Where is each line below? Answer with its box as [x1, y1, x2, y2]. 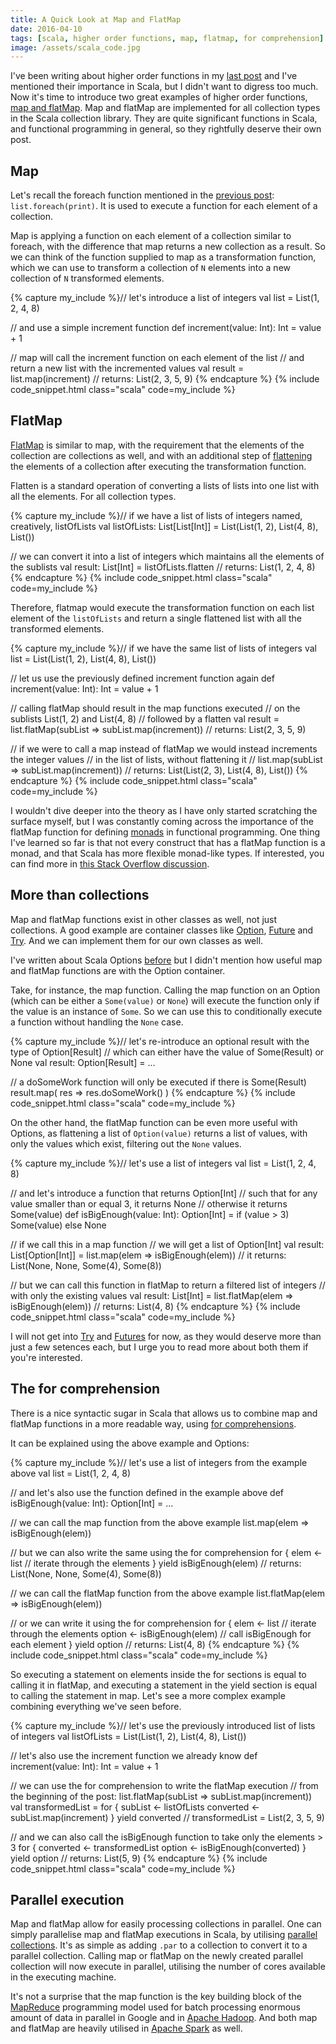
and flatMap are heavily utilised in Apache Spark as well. [10, 2022, 243, 2035]
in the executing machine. [10, 1971, 117, 1983]
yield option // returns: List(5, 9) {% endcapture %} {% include [10, 1852, 268, 1864]
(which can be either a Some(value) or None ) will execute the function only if [10, 994, 320, 1006]
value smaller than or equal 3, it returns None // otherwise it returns [10, 1197, 288, 1210]
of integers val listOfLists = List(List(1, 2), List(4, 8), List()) [10, 1730, 247, 1742]
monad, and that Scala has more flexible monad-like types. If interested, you [10, 847, 325, 859]
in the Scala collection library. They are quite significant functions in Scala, [10, 112, 318, 125]
